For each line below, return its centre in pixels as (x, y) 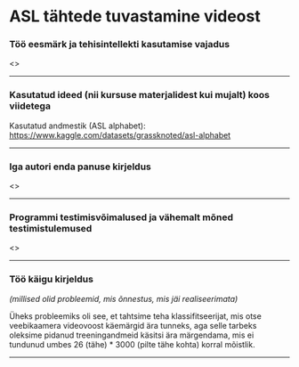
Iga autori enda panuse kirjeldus (80, 167)
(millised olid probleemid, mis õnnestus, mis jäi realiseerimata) (124, 298)
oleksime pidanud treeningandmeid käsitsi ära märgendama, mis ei (132, 335)
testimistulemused (51, 228)
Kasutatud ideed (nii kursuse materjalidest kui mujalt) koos (139, 95)
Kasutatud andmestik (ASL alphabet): (77, 126)
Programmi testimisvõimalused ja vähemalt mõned (121, 217)
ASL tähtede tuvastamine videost (135, 16)
